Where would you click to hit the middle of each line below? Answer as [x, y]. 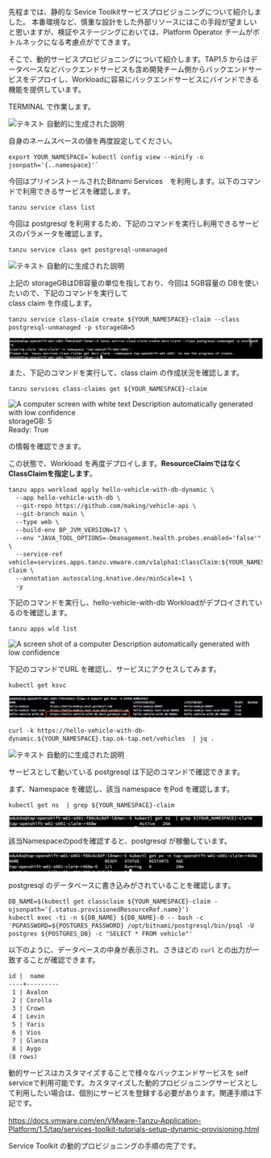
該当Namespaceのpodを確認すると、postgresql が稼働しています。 [120, 840]
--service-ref [39, 554]
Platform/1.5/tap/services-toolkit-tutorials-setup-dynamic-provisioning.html [134, 1129]
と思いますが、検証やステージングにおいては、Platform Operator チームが [131, 32]
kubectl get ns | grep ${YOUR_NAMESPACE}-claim [92, 805]
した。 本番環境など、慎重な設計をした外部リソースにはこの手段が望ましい [133, 22]
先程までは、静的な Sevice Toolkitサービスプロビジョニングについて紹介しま [135, 12]
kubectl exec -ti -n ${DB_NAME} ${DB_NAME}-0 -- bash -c [106, 918]
